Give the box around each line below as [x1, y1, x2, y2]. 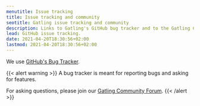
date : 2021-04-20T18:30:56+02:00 [6, 36, 89, 42]
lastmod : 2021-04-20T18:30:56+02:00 [6, 42, 97, 48]
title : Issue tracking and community [6, 14, 100, 20]
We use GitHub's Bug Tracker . [6, 57, 80, 65]
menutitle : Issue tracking [6, 8, 73, 15]
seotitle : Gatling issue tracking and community [6, 20, 129, 25]
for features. [6, 75, 37, 83]
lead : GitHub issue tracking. [6, 31, 82, 37]
